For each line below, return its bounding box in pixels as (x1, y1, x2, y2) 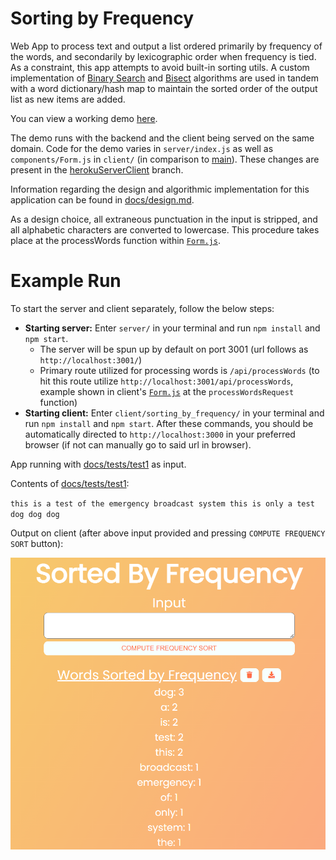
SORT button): (10, 537, 64, 549)
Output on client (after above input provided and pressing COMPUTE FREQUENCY (10, 527, 326, 539)
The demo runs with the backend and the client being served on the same (10, 132, 315, 144)
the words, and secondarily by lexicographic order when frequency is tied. (10, 50, 317, 62)
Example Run (10, 270, 122, 292)
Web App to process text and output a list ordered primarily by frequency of (10, 40, 323, 52)
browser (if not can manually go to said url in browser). (24, 438, 252, 451)
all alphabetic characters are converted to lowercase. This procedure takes (10, 223, 320, 236)
